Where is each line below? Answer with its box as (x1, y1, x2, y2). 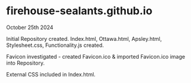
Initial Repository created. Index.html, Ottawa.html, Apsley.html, (6, 35, 162, 42)
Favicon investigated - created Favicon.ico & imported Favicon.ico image (6, 53, 186, 60)
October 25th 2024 (6, 24, 54, 31)
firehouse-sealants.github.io (6, 4, 153, 18)
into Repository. (6, 59, 45, 66)
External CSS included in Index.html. (6, 71, 95, 78)
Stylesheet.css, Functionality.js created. (6, 41, 104, 49)
